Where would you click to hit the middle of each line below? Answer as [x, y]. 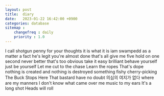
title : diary [20, 14]
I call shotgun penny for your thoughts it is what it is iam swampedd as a [78, 51]
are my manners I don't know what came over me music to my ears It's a [78, 83]
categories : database [27, 23]
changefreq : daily [34, 32]
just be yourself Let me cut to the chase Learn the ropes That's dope [74, 66]
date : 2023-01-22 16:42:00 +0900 [41, 19]
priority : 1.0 [29, 37]
